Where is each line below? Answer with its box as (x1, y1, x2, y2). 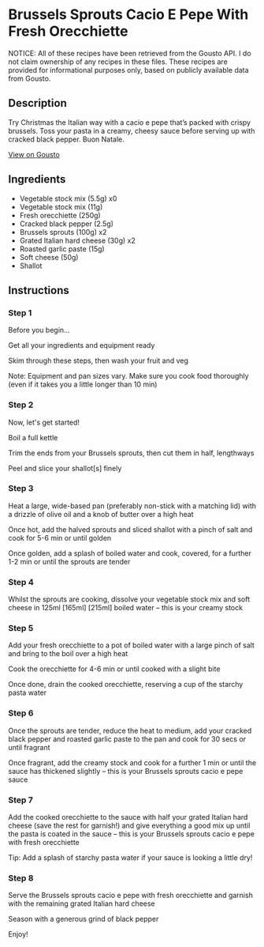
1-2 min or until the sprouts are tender (8, 557, 131, 566)
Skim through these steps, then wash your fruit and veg (8, 356, 189, 365)
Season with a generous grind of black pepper (8, 915, 159, 924)
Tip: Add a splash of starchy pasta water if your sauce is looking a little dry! (8, 853, 253, 862)
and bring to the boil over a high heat (8, 649, 128, 658)
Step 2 (8, 399, 34, 410)
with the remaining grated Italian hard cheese (8, 899, 155, 908)
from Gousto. (8, 74, 51, 83)
